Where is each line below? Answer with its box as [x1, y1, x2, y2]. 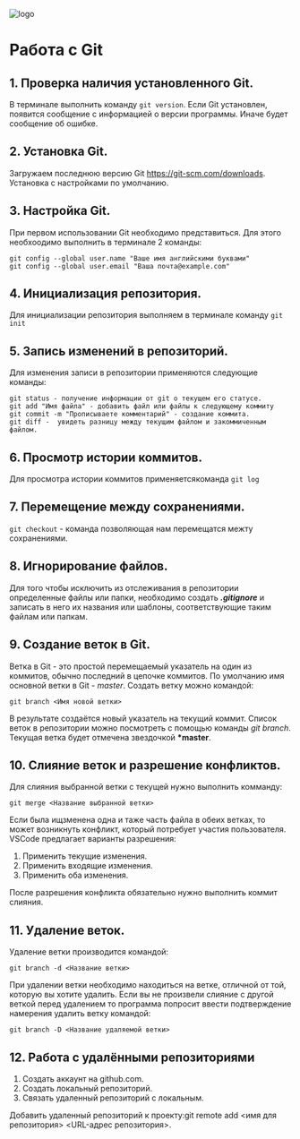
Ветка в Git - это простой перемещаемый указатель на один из [9, 661, 253, 672]
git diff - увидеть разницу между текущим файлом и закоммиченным [9, 417, 267, 427]
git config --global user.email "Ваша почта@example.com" [9, 261, 230, 270]
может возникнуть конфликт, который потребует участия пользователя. [9, 824, 287, 835]
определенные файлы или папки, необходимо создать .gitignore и [9, 592, 265, 603]
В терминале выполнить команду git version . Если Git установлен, [9, 99, 268, 109]
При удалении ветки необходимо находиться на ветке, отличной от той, [9, 980, 287, 990]
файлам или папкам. [9, 611, 88, 621]
